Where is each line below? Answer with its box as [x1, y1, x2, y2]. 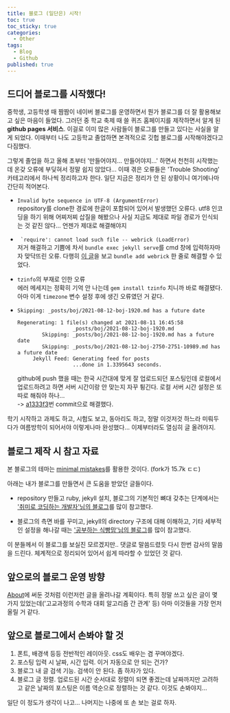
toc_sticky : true [7, 23, 57, 30]
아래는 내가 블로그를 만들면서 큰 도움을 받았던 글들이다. [7, 479, 154, 488]
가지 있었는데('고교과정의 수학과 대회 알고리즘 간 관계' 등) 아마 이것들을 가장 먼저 [7, 599, 222, 608]
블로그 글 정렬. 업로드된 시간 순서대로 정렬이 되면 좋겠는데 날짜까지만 [16, 675, 200, 683]
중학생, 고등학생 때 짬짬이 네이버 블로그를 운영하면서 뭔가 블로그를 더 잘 [7, 108, 198, 116]
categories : [7, 29, 41, 36]
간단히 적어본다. [7, 183, 50, 191]
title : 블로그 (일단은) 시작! [7, 10, 82, 17]
